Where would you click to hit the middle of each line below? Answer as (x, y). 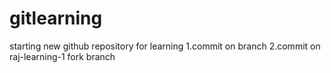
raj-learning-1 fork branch (62, 56)
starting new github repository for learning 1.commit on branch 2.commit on (165, 46)
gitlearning (56, 18)
